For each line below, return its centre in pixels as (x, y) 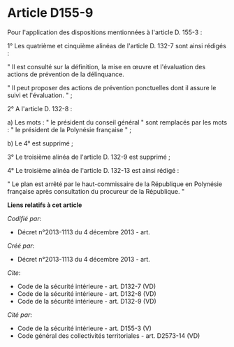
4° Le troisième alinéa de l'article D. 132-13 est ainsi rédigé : (93, 170)
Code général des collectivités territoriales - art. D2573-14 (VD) (109, 335)
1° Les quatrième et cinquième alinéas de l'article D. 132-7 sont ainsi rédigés (117, 45)
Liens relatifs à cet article (45, 205)
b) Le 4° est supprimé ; (40, 143)
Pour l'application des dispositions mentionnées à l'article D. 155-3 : (105, 32)
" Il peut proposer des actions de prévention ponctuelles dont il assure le (112, 87)
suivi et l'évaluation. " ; (40, 95)
